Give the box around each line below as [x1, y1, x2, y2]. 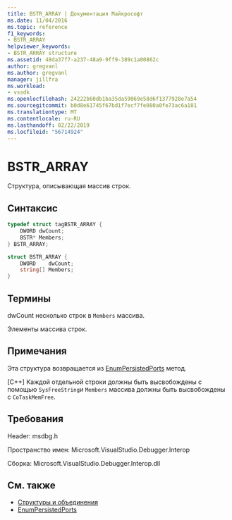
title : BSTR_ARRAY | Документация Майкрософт [7, 10, 143, 18]
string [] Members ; [20, 266, 74, 273]
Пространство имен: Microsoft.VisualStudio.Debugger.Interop [7, 445, 190, 454]
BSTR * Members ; [20, 234, 65, 241]
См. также [7, 479, 56, 491]
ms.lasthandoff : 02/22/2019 [7, 121, 90, 129]
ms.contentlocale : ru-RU [7, 115, 80, 122]
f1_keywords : [7, 30, 46, 37]
